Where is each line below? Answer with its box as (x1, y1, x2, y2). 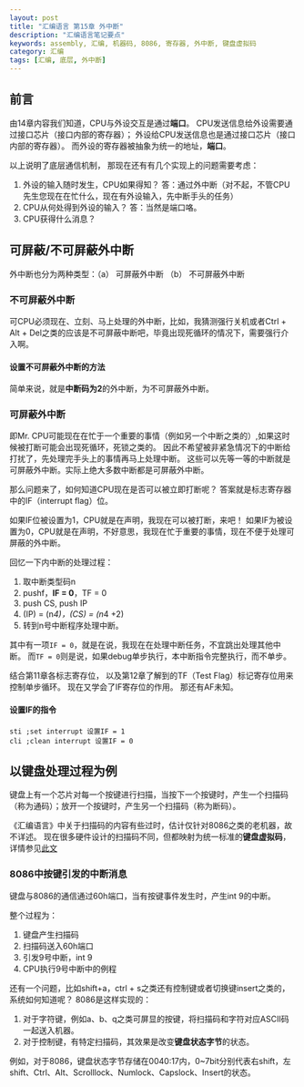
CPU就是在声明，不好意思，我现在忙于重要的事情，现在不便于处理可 (37, 526, 295, 538)
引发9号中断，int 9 (22, 951, 93, 962)
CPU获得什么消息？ (22, 213, 96, 224)
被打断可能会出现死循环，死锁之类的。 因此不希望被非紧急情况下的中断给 (16, 442, 291, 453)
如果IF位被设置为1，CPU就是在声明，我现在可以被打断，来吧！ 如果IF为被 (9, 515, 285, 526)
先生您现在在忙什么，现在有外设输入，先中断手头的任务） (22, 190, 238, 201)
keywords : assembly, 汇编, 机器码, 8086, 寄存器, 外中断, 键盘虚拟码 (9, 38, 257, 48)
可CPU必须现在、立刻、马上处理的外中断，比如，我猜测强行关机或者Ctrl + (9, 315, 287, 326)
